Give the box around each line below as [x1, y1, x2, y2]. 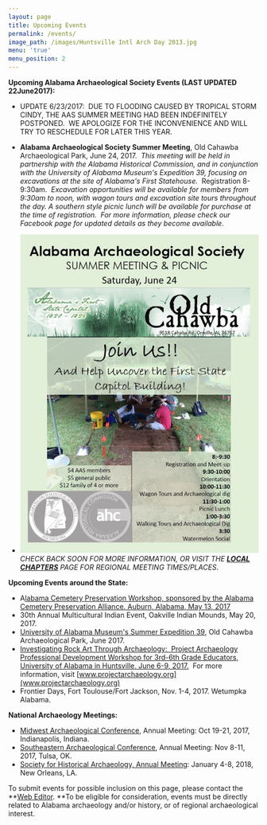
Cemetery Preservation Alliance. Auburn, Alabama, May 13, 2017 [19, 602, 231, 612]
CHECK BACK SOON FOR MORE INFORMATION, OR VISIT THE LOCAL [19, 554, 250, 564]
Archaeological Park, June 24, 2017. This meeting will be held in [19, 151, 230, 160]
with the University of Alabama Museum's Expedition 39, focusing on [19, 168, 248, 177]
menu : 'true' [8, 46, 52, 55]
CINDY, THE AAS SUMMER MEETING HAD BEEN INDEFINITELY [19, 110, 228, 119]
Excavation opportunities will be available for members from [51, 185, 249, 194]
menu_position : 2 [8, 55, 66, 63]
